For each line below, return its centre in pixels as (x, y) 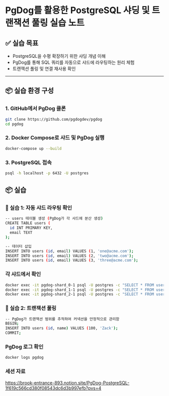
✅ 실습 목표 (22, 43)
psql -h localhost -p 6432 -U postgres (47, 173)
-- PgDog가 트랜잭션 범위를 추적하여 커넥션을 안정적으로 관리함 (62, 319)
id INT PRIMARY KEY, (31, 228)
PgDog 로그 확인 (24, 347)
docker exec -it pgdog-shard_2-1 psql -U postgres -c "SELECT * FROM (80, 294)
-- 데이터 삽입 (18, 246)
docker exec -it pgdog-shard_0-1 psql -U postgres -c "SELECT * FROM (80, 285)
